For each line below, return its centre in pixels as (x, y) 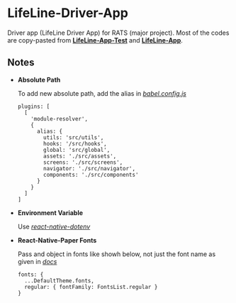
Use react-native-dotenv (54, 226)
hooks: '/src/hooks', (75, 143)
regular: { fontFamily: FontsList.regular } (91, 287)
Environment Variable (50, 213)
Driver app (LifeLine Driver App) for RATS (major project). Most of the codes (118, 33)
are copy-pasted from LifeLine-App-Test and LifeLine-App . (95, 40)
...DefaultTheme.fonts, (59, 281)
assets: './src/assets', (80, 156)
